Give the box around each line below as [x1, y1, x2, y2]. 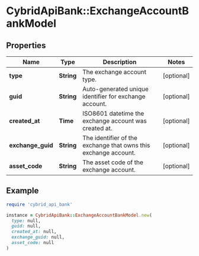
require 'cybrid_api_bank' [6, 201, 73, 207]
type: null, [11, 217, 41, 223]
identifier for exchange [82, 92, 146, 100]
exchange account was [82, 117, 147, 125]
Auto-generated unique [82, 85, 149, 93]
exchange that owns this [82, 141, 150, 149]
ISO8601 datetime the [82, 110, 145, 117]
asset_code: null [11, 240, 54, 246]
